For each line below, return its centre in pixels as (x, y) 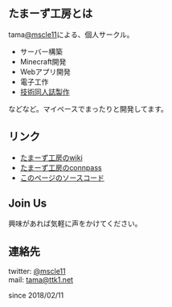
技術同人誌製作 (45, 92)
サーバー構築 (41, 51)
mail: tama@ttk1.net (41, 280)
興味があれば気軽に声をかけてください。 (75, 223)
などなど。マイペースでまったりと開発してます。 (88, 108)
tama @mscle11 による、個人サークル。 (71, 35)
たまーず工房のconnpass (61, 167)
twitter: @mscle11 (37, 272)
